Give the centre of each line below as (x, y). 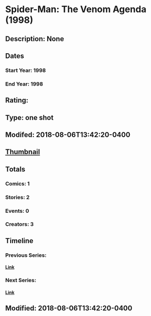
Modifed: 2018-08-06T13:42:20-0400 (68, 134)
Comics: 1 (17, 183)
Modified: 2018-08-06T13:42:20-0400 (69, 308)
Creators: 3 (20, 224)
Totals (15, 169)
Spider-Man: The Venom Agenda (76, 9)
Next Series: (21, 281)
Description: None (35, 39)
